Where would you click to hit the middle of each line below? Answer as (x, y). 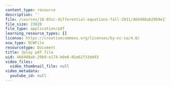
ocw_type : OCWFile (25, 43)
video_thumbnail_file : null (40, 66)
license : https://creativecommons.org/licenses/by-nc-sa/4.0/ (73, 38)
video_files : (19, 62)
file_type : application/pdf (35, 29)
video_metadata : (22, 71)
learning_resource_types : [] (36, 33)
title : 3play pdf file (29, 52)
